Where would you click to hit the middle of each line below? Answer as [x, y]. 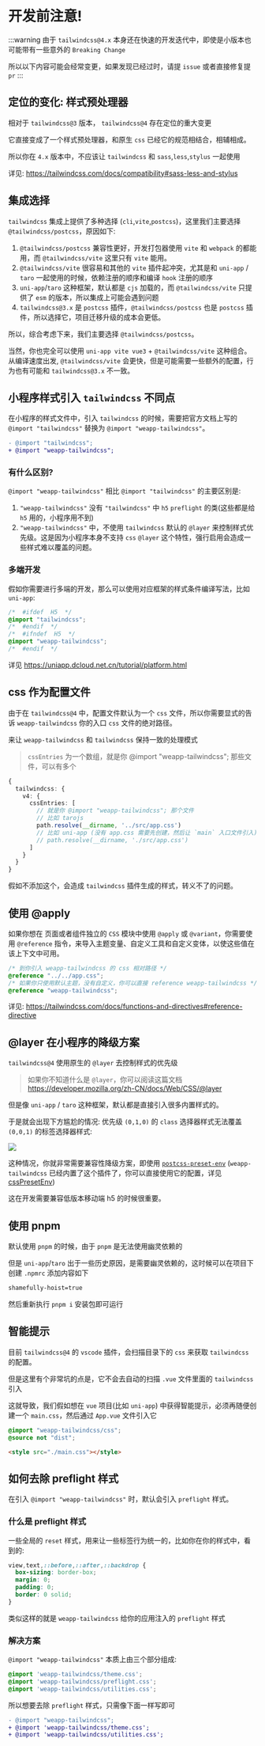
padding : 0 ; [35, 1588]
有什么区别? [31, 473]
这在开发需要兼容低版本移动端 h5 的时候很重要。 [87, 1198]
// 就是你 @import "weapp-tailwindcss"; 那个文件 [116, 811]
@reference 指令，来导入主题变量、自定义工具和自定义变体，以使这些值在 [136, 943]
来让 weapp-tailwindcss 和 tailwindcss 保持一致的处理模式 [103, 739]
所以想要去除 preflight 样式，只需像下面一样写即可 [92, 1705]
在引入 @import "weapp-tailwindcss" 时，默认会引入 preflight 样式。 [121, 1499]
